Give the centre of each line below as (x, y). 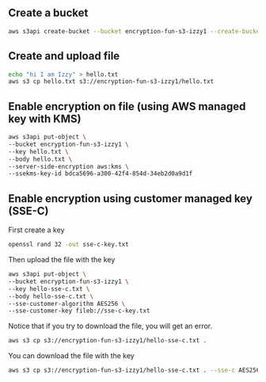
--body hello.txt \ (40, 159)
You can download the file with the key (71, 356)
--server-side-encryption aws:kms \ (68, 166)
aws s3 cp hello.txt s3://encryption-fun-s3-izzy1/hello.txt (111, 82)
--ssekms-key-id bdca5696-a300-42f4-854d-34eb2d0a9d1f (101, 174)
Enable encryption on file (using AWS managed (127, 106)
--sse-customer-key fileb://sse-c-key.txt (79, 311)
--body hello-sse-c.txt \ (51, 296)
